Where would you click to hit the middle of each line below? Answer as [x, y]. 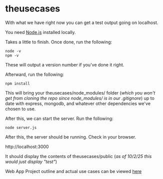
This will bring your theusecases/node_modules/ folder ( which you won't [80, 92]
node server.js [21, 127]
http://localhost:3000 [27, 146]
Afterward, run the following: [34, 74]
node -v [13, 51]
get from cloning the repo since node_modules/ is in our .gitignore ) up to [80, 98]
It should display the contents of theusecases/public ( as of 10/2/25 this [78, 156]
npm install [17, 83]
